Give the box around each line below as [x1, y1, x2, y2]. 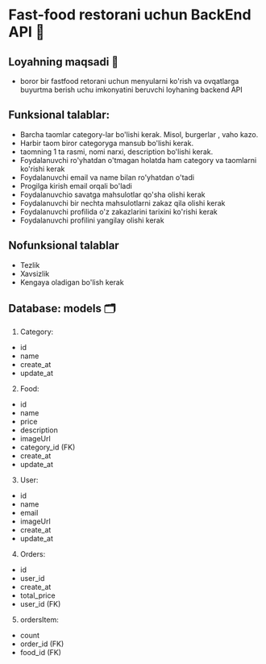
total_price [19, 591, 56, 600]
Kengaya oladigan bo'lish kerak [19, 277, 124, 287]
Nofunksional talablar [8, 239, 119, 253]
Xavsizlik [19, 269, 50, 278]
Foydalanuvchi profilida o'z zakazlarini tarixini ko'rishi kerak [19, 207, 218, 216]
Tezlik [19, 260, 40, 269]
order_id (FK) [19, 639, 64, 649]
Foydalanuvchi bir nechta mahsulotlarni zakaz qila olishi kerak [19, 198, 226, 207]
